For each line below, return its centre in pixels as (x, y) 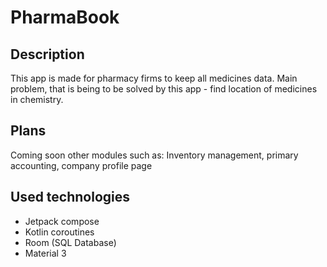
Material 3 (45, 253)
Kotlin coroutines (59, 232)
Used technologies (70, 197)
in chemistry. (37, 99)
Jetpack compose (62, 221)
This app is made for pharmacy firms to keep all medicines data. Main (154, 78)
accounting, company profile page (81, 165)
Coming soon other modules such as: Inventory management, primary (154, 155)
